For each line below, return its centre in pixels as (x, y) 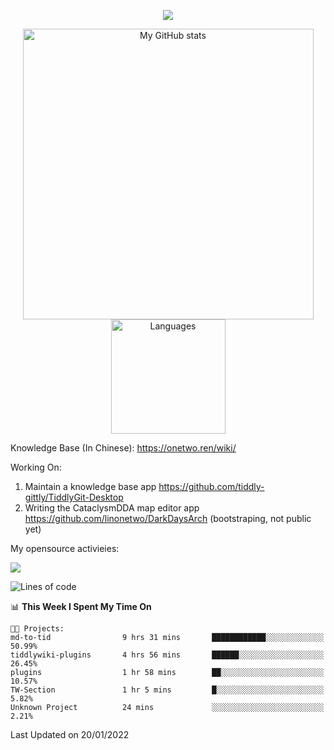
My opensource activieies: (65, 548)
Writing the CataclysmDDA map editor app (112, 508)
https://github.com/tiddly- (211, 486)
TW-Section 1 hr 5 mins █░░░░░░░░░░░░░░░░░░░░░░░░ (167, 690)
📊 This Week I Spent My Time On (81, 606)
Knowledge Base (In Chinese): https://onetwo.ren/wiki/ (123, 448)
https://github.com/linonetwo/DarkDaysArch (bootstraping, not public (168, 518)
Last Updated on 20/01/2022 (70, 734)
